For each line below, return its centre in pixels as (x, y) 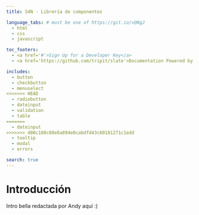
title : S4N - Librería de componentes (54, 12)
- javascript (28, 39)
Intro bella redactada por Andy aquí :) (52, 205)
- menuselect (28, 88)
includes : (18, 71)
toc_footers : (22, 50)
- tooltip (24, 138)
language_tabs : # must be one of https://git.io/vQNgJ (76, 22)
